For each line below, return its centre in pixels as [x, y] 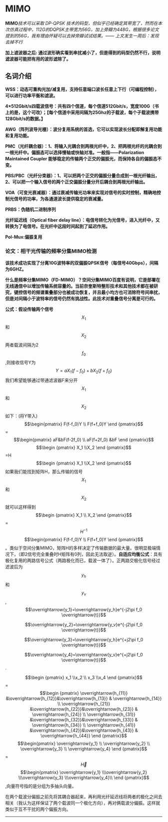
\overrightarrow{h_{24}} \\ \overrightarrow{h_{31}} [84, 714]
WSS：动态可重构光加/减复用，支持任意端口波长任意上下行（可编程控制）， [82, 89]
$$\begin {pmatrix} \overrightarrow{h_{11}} [84, 693]
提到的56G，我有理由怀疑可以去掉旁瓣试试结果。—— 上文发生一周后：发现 [82, 36]
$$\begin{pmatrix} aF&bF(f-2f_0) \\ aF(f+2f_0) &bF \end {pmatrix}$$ [84, 440]
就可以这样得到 [20, 507]
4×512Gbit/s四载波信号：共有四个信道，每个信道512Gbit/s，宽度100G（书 [82, 106]
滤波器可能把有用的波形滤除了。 [38, 59]
